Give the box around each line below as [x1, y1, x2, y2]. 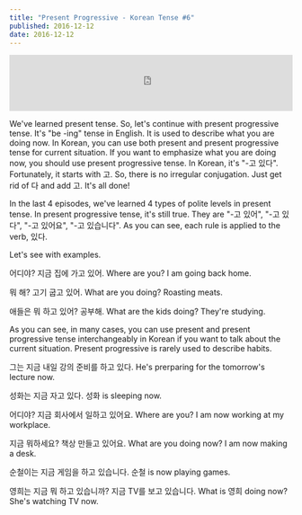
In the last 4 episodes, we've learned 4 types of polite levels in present [9, 199, 271, 209]
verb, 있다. [9, 231, 48, 243]
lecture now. [9, 372, 56, 383]
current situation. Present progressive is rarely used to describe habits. [9, 343, 272, 354]
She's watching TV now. [9, 496, 99, 507]
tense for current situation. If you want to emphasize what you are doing [9, 147, 277, 158]
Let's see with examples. [9, 249, 102, 261]
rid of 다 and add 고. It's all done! [9, 181, 130, 191]
